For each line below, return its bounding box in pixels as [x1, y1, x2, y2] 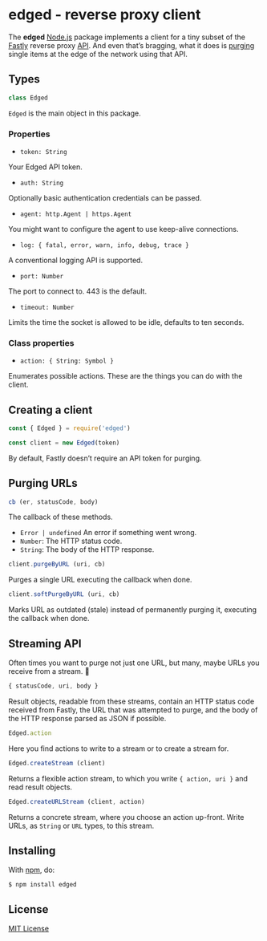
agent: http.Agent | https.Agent [19, 210, 132, 218]
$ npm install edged [8, 881, 78, 889]
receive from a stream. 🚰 [8, 667, 90, 676]
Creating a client [8, 403, 93, 416]
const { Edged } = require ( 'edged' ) [8, 424, 131, 432]
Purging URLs [8, 477, 78, 490]
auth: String [19, 179, 64, 187]
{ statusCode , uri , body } [8, 682, 99, 691]
